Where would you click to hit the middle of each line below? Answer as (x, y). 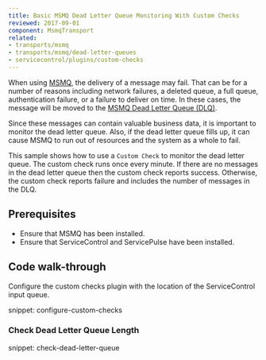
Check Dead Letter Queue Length (74, 331)
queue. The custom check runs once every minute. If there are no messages (133, 164)
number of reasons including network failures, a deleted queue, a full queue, (133, 91)
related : (23, 38)
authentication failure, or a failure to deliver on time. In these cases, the (125, 99)
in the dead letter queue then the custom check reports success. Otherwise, (133, 172)
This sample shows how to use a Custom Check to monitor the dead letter (126, 155)
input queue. (29, 294)
